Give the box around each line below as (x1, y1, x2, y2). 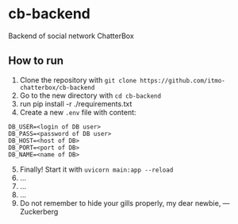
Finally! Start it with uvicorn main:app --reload (19, 164, 174, 174)
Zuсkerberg (19, 207, 59, 216)
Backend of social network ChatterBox (8, 31, 135, 41)
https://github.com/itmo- (140, 76, 226, 84)
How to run (8, 54, 64, 68)
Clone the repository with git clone (19, 75, 137, 84)
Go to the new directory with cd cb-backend (19, 91, 161, 100)
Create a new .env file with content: (19, 107, 136, 117)
